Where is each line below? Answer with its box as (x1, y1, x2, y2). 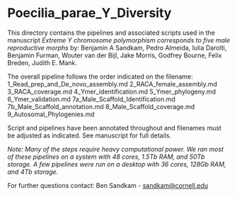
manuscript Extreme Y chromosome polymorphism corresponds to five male (7, 35, 231, 44)
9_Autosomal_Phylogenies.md (7, 110, 95, 118)
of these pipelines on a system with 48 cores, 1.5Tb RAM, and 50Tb (7, 152, 205, 161)
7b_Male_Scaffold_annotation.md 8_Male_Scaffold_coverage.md (7, 102, 195, 111)
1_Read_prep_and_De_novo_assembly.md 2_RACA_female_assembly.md (7, 79, 218, 88)
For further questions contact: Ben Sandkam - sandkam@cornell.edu (7, 181, 209, 189)
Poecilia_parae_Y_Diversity (7, 5, 172, 21)
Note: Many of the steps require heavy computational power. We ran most (7, 145, 224, 153)
